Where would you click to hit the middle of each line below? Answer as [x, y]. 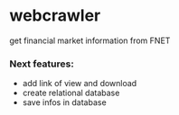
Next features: [42, 64]
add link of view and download [80, 84]
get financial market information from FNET [90, 40]
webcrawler [55, 16]
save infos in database [64, 102]
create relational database [71, 93]
